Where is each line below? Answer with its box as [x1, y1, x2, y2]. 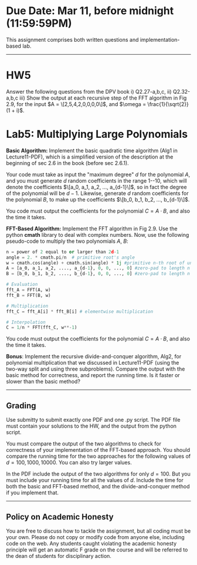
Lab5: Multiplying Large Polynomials [6, 128, 188, 141]
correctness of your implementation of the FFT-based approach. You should [6, 447, 191, 454]
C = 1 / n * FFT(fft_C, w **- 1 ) [6, 325, 77, 331]
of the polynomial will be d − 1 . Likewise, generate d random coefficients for [6, 190, 189, 197]
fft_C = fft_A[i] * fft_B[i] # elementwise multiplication [6, 308, 154, 315]
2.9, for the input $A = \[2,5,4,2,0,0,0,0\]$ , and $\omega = [6, 100, 147, 107]
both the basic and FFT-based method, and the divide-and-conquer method [6, 483, 190, 490]
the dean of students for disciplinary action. [6, 552, 111, 559]
